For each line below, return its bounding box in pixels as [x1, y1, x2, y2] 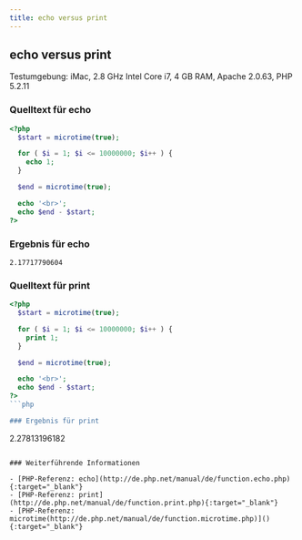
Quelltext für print [9, 279, 91, 291]
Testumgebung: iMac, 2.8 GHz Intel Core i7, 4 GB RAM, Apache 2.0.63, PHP [9, 71, 293, 82]
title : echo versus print [9, 13, 107, 23]
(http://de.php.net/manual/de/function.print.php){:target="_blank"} [9, 498, 279, 507]
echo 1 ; [25, 158, 55, 167]
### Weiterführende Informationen [9, 458, 141, 467]
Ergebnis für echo [9, 238, 91, 250]
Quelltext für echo [9, 104, 92, 117]
